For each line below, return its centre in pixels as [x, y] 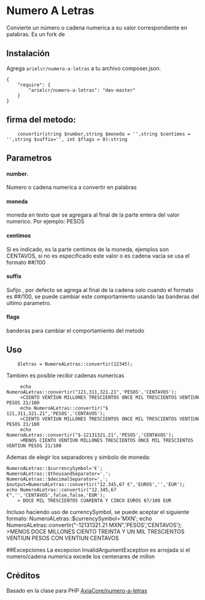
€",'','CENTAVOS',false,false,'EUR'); [56, 495]
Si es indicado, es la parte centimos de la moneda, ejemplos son [88, 249]
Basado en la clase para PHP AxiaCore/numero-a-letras [77, 590]
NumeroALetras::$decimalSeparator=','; [57, 479]
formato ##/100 [26, 262]
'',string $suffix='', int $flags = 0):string [67, 139]
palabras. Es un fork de [36, 34]
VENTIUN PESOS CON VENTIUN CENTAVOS [63, 538]
